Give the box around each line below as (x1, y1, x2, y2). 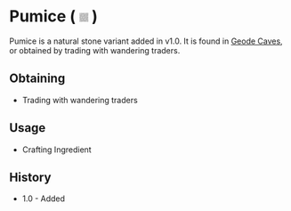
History (9, 169, 52, 184)
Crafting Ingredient (21, 144, 92, 155)
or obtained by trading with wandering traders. (9, 45, 181, 55)
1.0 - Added (21, 193, 65, 204)
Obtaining (9, 71, 66, 86)
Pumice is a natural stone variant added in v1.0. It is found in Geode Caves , (9, 36, 283, 46)
